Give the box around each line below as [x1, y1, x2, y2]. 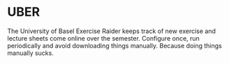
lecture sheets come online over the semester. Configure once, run [7, 34, 200, 42]
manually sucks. [7, 49, 54, 57]
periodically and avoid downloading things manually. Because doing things [7, 41, 222, 50]
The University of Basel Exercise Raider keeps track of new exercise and [7, 27, 216, 35]
